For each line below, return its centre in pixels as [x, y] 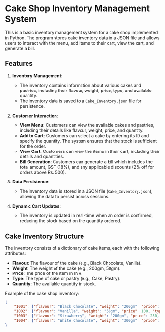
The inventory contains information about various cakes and [80, 85]
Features [19, 64]
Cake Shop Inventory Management [78, 9]
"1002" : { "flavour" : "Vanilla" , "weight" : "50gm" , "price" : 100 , [82, 311]
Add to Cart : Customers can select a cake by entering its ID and [84, 135]
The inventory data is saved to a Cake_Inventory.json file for [81, 101]
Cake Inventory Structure [45, 236]
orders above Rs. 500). [43, 172]
